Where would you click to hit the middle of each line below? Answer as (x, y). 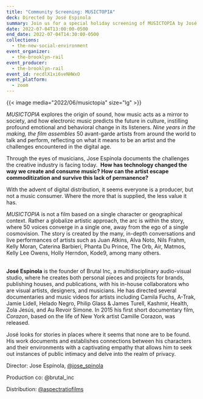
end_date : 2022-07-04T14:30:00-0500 (53, 35)
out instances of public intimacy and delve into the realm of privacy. (91, 354)
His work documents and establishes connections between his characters (99, 341)
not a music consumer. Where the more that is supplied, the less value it (97, 196)
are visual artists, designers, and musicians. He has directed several (91, 290)
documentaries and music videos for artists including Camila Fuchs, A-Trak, (101, 297)
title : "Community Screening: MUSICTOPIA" (61, 12)
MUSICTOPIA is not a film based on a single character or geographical (94, 214)
